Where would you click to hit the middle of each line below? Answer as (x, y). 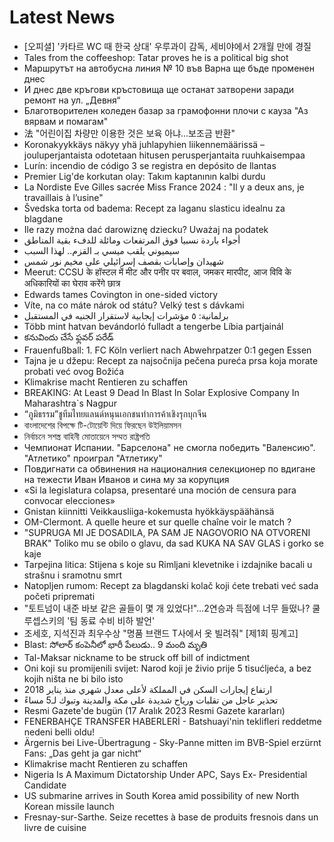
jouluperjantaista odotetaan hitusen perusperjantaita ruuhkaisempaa (164, 155)
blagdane (43, 218)
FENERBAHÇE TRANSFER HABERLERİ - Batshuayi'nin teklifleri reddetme (172, 721)
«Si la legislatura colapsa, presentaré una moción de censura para (160, 490)
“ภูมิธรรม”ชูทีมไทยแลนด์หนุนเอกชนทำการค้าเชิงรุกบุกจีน (115, 413)
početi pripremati (59, 596)
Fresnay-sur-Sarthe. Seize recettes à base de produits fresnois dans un (171, 817)
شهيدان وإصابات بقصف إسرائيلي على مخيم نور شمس (124, 261)
